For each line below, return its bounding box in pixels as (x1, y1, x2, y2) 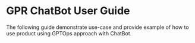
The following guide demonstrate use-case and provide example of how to (6, 24, 189, 31)
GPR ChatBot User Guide (6, 4, 130, 18)
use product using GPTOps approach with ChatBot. (6, 29, 132, 37)
